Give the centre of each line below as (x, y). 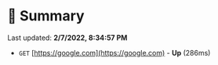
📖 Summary (46, 16)
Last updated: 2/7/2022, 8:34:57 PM (67, 38)
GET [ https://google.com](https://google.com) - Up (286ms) (114, 52)
